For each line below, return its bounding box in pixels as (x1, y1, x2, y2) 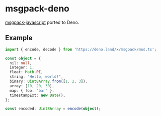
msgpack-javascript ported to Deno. (5, 19, 80, 25)
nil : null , (9, 60, 32, 65)
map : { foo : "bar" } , (9, 88, 55, 93)
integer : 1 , (9, 65, 35, 70)
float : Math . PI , (9, 70, 43, 75)
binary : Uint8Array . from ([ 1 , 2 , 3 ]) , (9, 79, 88, 84)
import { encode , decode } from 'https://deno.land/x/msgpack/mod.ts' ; (5, 47, 157, 52)
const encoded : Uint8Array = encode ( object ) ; (5, 106, 101, 112)
